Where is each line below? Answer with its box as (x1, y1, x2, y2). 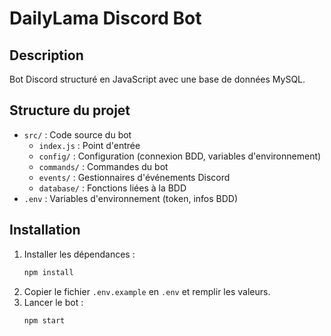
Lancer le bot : (23, 296, 84, 308)
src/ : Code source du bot (23, 128, 132, 141)
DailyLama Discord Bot (9, 7, 202, 30)
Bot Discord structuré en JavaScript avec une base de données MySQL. (9, 73, 306, 85)
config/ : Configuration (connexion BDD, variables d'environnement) (38, 150, 322, 162)
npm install (23, 267, 74, 277)
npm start (23, 315, 66, 326)
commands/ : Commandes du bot (38, 160, 169, 172)
